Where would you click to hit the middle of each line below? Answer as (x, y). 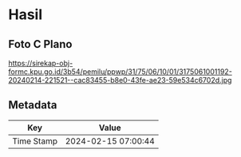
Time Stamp (35, 141)
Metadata (33, 105)
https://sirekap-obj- (41, 63)
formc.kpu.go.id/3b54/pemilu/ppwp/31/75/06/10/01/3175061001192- (120, 72)
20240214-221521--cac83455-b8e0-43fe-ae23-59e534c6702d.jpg (120, 80)
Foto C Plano (40, 44)
